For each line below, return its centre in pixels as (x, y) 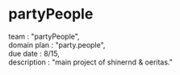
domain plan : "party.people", (57, 44)
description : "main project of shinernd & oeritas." (91, 62)
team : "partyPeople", (44, 36)
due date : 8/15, (34, 53)
